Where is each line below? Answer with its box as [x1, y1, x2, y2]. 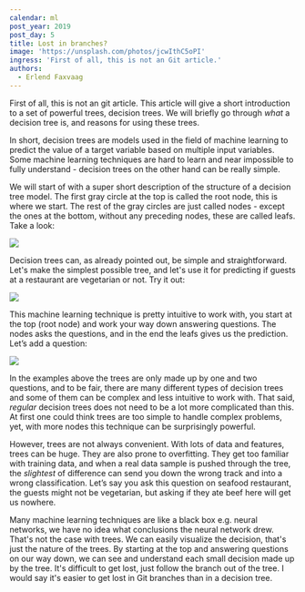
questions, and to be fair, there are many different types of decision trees [9, 382, 284, 393]
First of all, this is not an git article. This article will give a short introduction [9, 97, 290, 108]
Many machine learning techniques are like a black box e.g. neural [9, 514, 258, 525]
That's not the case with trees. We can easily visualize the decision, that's [9, 534, 287, 545]
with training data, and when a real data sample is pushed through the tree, [9, 457, 291, 469]
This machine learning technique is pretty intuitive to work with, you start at [9, 309, 293, 320]
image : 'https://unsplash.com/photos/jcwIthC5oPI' [9, 47, 206, 56]
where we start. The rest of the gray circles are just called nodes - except [9, 200, 285, 211]
